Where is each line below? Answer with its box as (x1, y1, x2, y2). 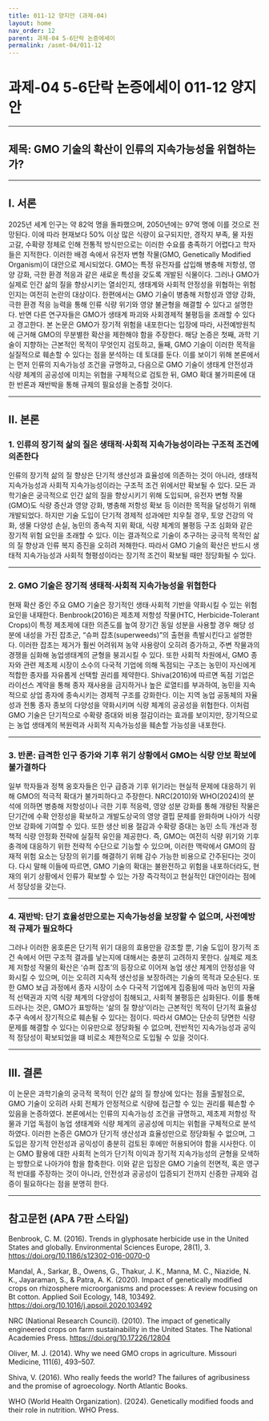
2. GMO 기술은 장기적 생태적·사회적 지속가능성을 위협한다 (8, 580, 217, 591)
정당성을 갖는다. (16, 881, 66, 891)
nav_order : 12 (8, 26, 56, 34)
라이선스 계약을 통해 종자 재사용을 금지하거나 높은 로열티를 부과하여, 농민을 (8, 680, 242, 690)
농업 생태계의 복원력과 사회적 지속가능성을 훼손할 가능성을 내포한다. (16, 720, 227, 730)
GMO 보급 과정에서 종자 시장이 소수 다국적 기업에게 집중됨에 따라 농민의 (16, 983, 241, 992)
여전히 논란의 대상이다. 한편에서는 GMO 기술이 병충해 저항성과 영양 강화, (29, 289, 256, 299)
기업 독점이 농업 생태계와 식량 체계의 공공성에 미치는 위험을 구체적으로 (22, 1119, 242, 1129)
